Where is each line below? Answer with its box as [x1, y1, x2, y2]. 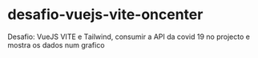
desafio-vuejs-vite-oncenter [7, 6, 204, 24]
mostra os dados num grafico [7, 40, 105, 49]
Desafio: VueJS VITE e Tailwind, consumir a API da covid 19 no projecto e [7, 32, 250, 41]
